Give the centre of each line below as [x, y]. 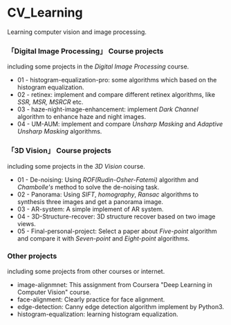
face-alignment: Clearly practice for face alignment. [91, 299]
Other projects [32, 256]
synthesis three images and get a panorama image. [90, 201]
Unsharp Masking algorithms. [59, 131]
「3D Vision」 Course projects [59, 151]
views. [26, 223]
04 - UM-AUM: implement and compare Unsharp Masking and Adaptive [120, 124]
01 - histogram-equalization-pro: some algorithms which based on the [117, 80]
